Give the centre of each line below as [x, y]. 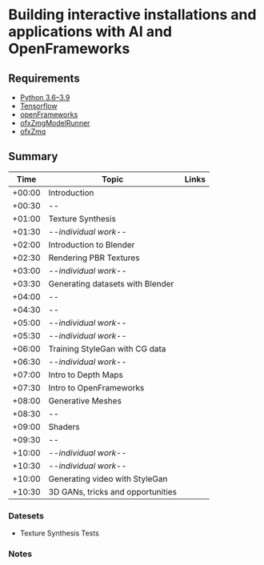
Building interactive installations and [132, 15]
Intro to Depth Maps [86, 375]
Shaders [64, 427]
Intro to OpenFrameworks [96, 387]
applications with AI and [90, 32]
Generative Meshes [85, 400]
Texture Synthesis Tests [60, 533]
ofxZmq [33, 131]
